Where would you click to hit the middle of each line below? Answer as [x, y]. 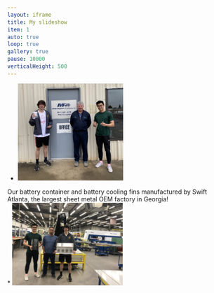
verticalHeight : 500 [38, 66]
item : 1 [19, 29]
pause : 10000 [26, 59]
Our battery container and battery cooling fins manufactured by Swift [107, 192]
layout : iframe [29, 15]
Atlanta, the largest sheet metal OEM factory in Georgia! [88, 199]
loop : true [23, 44]
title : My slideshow [38, 22]
